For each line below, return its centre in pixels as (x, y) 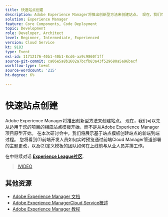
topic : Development (25, 29)
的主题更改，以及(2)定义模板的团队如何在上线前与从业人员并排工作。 (76, 145)
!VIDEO (25, 166)
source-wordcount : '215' (31, 71)
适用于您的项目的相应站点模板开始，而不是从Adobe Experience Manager (84, 127)
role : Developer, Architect (34, 33)
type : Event (17, 52)
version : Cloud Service (30, 43)
